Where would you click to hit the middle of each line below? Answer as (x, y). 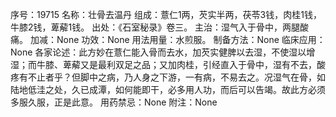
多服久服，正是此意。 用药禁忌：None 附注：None (114, 102)
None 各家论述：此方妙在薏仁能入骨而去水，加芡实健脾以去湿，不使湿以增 (163, 52)
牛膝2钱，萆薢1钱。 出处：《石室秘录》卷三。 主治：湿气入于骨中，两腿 (155, 27)
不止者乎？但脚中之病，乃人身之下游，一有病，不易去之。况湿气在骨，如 (176, 77)
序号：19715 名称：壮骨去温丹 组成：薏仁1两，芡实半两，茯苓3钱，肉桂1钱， (166, 14)
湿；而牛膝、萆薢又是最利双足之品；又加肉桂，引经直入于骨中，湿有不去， (163, 64)
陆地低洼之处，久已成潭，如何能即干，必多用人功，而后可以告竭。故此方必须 (168, 89)
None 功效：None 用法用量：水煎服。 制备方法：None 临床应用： (191, 39)
